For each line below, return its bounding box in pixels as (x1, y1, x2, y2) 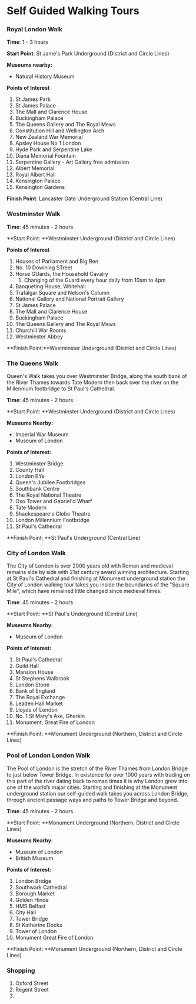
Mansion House (15, 669, 54, 676)
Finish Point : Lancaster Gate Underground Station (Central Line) (6, 195, 162, 202)
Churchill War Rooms (15, 327, 67, 334)
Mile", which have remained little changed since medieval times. (6, 588, 162, 595)
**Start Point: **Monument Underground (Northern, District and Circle (6, 819, 180, 826)
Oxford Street (15, 979, 49, 987)
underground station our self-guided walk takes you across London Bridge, (6, 790, 189, 797)
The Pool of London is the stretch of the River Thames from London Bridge (6, 765, 188, 772)
